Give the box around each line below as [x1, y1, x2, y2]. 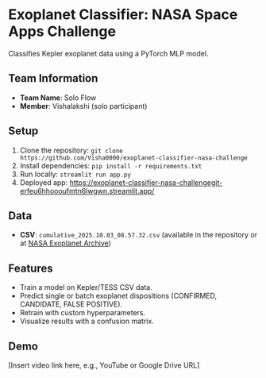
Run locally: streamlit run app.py [19, 169, 131, 179]
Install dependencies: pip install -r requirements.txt [19, 160, 202, 170]
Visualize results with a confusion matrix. [19, 316, 155, 326]
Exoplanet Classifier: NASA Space [8, 6, 238, 24]
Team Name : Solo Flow [19, 93, 97, 102]
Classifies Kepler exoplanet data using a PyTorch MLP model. [8, 48, 209, 58]
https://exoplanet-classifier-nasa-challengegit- [69, 177, 223, 187]
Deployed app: [19, 177, 68, 187]
